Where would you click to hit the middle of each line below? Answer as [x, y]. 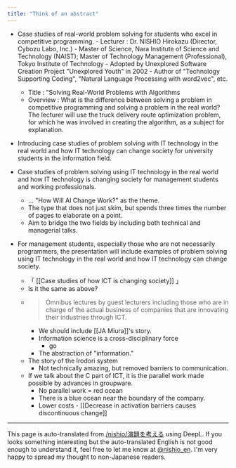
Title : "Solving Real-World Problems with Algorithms [104, 92]
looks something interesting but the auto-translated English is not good [110, 442]
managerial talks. [53, 230]
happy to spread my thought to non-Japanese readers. [87, 457]
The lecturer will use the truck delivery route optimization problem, [124, 115]
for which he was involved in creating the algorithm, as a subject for [126, 122]
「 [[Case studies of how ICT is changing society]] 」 [105, 280]
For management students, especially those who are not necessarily [116, 244]
